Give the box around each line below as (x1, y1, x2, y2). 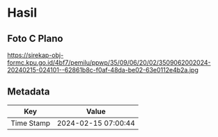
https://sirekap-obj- (7, 51, 64, 59)
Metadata (7, 86, 50, 98)
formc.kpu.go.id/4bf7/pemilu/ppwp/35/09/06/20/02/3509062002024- (7, 58, 211, 67)
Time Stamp (10, 118, 51, 128)
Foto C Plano (7, 33, 63, 45)
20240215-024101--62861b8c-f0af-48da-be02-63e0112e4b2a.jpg (7, 66, 198, 74)
